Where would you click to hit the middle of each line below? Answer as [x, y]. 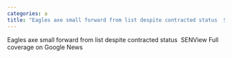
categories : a [28, 13]
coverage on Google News [45, 47]
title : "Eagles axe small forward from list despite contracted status [112, 20]
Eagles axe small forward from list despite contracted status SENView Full [113, 39]
